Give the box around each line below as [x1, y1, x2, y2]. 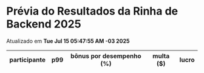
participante [9, 55, 46, 64]
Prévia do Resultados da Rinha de [6, 4, 178, 18]
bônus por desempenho [70, 52, 141, 60]
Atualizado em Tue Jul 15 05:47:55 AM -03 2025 [6, 37, 130, 44]
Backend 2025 [6, 17, 81, 31]
